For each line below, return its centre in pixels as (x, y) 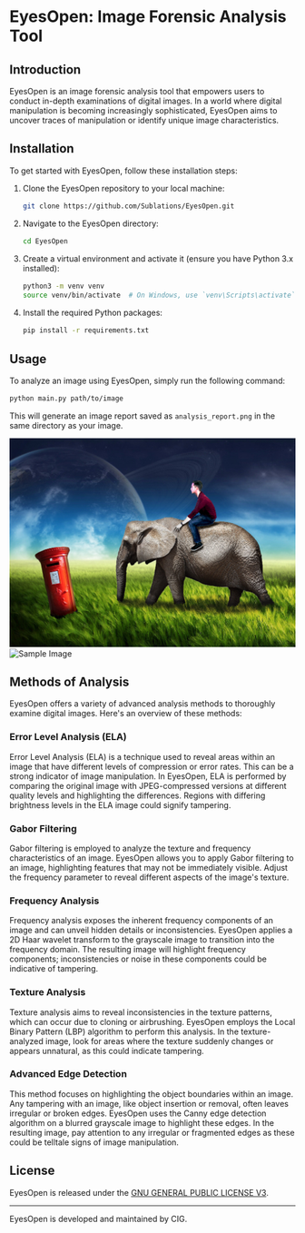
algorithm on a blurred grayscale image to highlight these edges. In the (142, 1122)
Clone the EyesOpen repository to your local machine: (123, 188)
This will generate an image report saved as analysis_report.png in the (142, 416)
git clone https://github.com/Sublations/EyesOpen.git (128, 206)
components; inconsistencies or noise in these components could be (138, 959)
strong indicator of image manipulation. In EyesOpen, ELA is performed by (148, 776)
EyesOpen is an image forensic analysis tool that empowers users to (137, 91)
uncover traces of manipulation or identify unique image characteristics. (144, 120)
